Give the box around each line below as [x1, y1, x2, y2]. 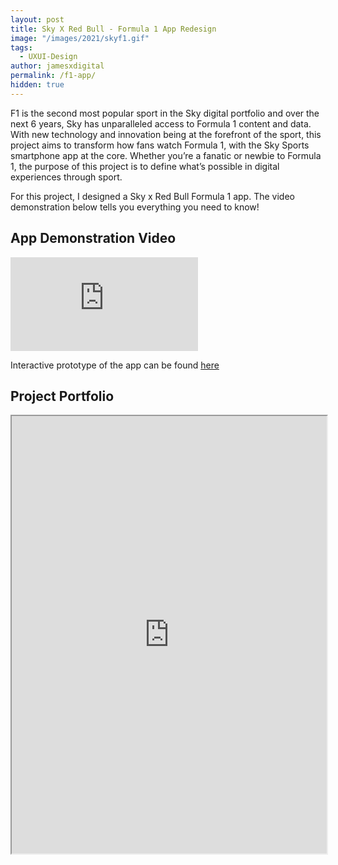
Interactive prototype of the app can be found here [10, 359, 220, 371]
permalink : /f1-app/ [10, 71, 97, 81]
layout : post [10, 14, 65, 25]
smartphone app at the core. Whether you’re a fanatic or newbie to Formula [10, 149, 322, 161]
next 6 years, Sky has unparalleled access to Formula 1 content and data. [10, 117, 312, 130]
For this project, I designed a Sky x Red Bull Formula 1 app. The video [10, 190, 295, 202]
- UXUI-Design [19, 52, 78, 62]
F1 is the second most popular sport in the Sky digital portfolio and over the [10, 107, 320, 119]
